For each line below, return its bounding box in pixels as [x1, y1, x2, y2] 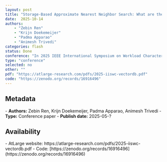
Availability [5, 127, 41, 136]
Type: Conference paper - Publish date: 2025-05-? [5, 113, 112, 119]
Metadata [5, 95, 36, 103]
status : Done [5, 49, 32, 54]
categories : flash [5, 44, 43, 49]
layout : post [5, 7, 32, 12]
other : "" [5, 67, 26, 72]
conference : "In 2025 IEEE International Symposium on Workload [5, 53, 141, 58]
